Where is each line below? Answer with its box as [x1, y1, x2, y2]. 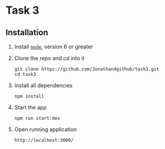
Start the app [14, 104, 47, 111]
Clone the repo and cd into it [14, 55, 85, 61]
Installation [5, 27, 48, 38]
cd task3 [14, 72, 36, 77]
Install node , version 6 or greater [14, 43, 93, 50]
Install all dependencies [14, 82, 73, 89]
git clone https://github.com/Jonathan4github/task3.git [14, 66, 160, 72]
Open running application [14, 126, 77, 133]
